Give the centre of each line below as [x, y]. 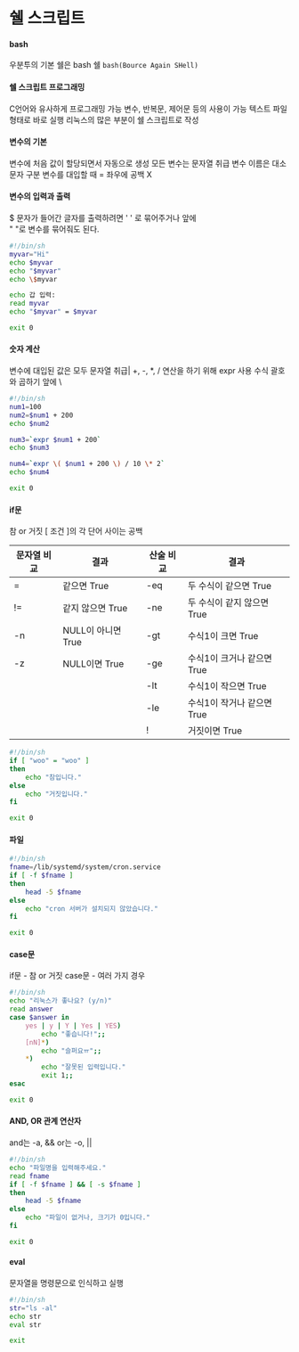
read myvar [29, 304]
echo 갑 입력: [32, 295]
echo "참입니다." [53, 777]
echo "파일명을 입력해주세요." [58, 1168]
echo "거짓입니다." [57, 794]
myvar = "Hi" [29, 254]
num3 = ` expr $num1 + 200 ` [55, 439]
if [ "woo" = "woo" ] [49, 761]
